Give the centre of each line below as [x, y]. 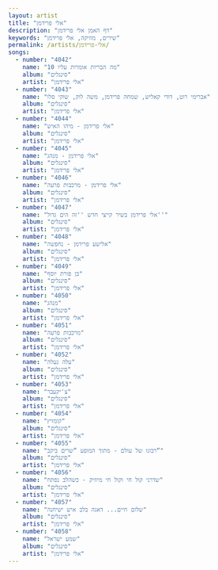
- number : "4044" [44, 119]
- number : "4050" [44, 296]
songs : [19, 52]
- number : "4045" [44, 148]
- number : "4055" [44, 443]
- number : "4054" [44, 414]
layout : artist [33, 15]
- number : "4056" [44, 472]
